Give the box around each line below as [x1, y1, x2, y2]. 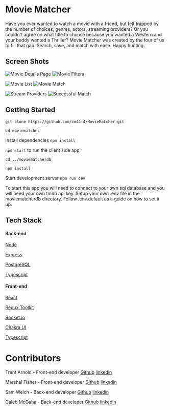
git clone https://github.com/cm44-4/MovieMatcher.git [5, 119, 125, 124]
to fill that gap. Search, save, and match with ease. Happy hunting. [5, 42, 145, 48]
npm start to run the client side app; [5, 147, 81, 153]
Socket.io [5, 314, 26, 321]
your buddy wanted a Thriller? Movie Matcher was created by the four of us [5, 37, 164, 43]
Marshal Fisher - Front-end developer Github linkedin [5, 379, 117, 385]
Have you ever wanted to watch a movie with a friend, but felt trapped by [5, 20, 159, 27]
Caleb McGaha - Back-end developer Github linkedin [5, 399, 116, 405]
